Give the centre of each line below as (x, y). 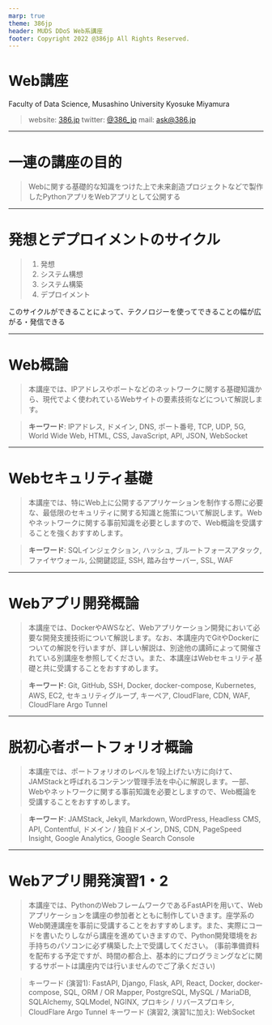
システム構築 (62, 284)
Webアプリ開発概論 (74, 604)
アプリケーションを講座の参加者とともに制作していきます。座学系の (141, 915)
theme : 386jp (30, 23)
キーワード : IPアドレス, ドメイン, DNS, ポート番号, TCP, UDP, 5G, (137, 427)
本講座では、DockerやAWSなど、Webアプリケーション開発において (140, 627)
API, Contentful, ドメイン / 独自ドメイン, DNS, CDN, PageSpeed (135, 829)
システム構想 (62, 274)
